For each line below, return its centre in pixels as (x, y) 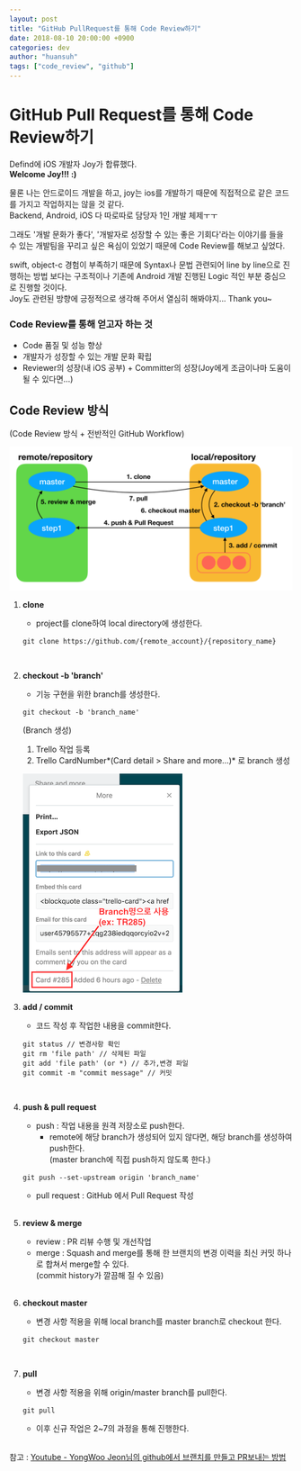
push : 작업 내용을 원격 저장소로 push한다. (110, 1126)
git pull (39, 1411)
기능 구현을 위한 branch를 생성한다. (98, 694)
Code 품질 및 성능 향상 (62, 346)
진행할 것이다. (43, 287)
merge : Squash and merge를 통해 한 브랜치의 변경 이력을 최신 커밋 (155, 1253)
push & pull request (59, 1107)
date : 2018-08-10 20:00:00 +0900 (72, 38)
